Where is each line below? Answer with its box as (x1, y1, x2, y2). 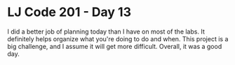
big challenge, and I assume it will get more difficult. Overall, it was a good (7, 42, 222, 50)
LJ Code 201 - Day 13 (7, 4, 132, 20)
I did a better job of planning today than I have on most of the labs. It (7, 27, 205, 36)
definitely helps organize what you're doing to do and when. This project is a (7, 34, 229, 43)
